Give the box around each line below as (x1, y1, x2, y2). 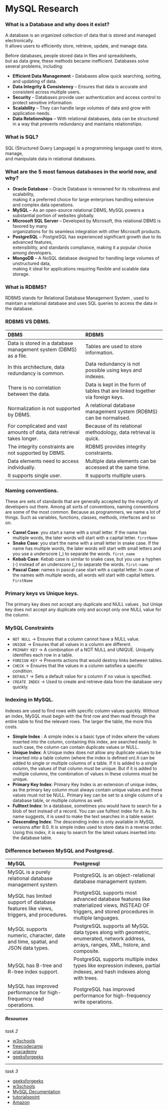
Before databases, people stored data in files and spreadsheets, (5, 53, 137, 59)
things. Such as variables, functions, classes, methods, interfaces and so (5, 514, 156, 520)
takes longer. (7, 435, 38, 442)
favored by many (12, 223, 47, 229)
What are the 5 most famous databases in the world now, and (5, 168, 157, 175)
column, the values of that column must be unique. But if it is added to (12, 765, 157, 771)
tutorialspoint (12, 1094, 40, 1100)
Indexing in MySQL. (5, 696, 54, 703)
